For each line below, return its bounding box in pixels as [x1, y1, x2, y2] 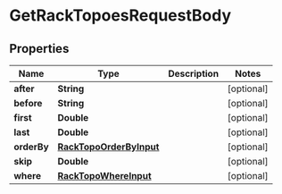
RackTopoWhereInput [57, 170, 152, 181]
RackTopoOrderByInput [57, 140, 160, 153]
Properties [9, 41, 70, 56]
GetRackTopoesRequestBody [9, 5, 232, 26]
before [13, 97, 43, 109]
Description [168, 68, 220, 80]
